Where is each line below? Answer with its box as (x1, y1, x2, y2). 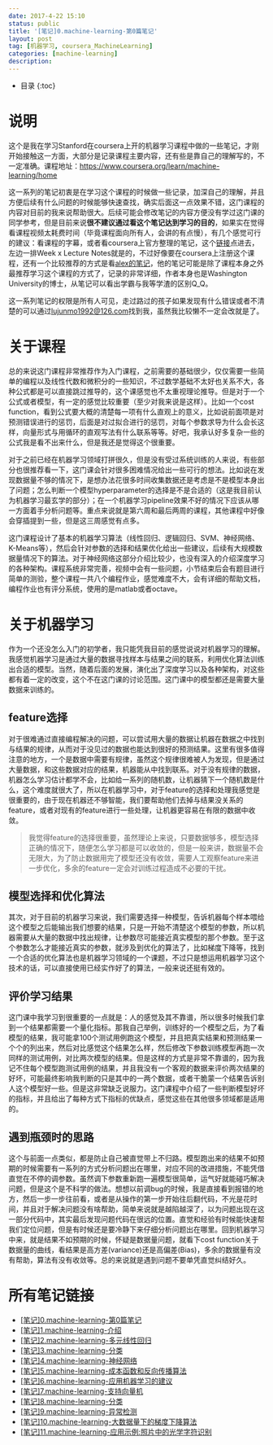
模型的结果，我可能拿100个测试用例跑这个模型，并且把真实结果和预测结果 (8, 1033, 256, 1043)
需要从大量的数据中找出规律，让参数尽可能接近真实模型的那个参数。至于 (15, 933, 258, 943)
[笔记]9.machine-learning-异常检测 (19, 1406, 138, 1417)
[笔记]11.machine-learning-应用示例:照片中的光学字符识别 (19, 1426, 213, 1437)
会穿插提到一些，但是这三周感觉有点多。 (8, 515, 144, 525)
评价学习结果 (8, 989, 73, 1003)
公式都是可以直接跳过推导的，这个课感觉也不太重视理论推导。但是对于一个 (15, 386, 265, 396)
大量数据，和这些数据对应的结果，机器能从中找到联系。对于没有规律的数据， (8, 764, 265, 774)
